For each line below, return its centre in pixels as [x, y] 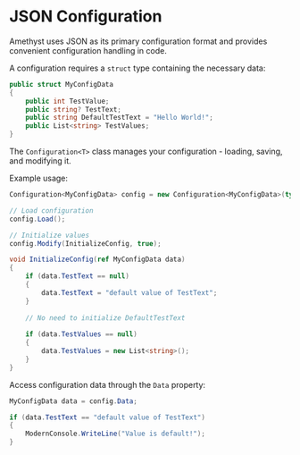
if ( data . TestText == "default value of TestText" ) [107, 417]
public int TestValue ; [67, 101]
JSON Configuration [86, 17]
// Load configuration [51, 211]
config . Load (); [37, 219]
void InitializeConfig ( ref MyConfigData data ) [97, 260]
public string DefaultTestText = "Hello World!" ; [120, 118]
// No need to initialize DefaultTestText [105, 318]
